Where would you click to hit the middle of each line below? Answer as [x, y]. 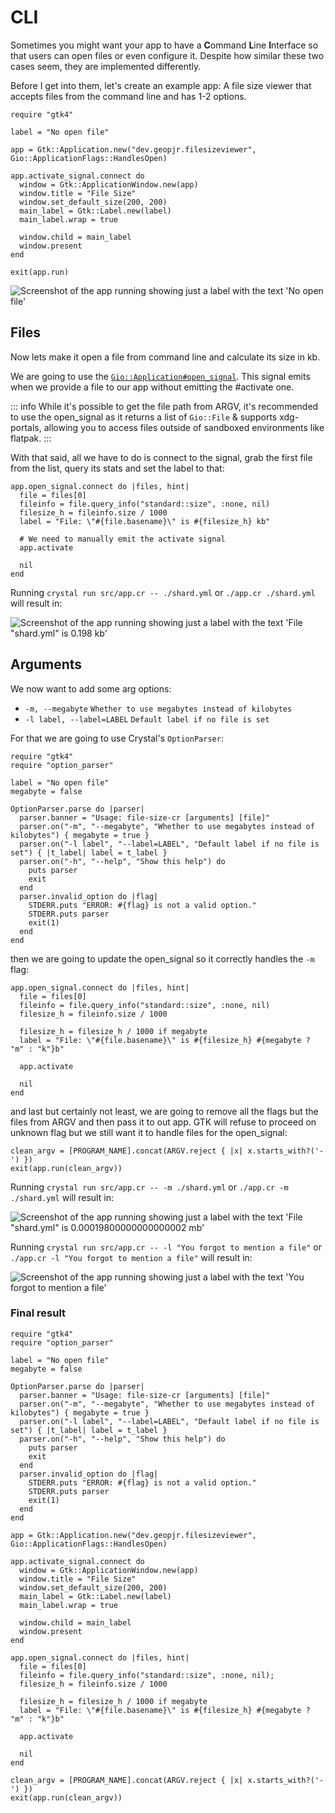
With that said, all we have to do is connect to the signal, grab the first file [161, 457]
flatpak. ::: [31, 438]
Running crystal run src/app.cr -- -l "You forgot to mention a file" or [166, 1247]
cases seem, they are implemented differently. [106, 66]
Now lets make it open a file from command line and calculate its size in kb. [165, 357]
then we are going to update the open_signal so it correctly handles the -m [162, 958]
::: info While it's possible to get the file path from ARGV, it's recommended [164, 406]
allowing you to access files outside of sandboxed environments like [184, 427]
